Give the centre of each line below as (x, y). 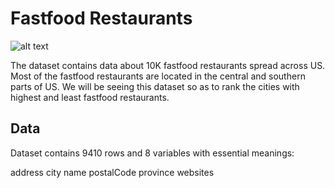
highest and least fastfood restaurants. (90, 97)
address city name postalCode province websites (112, 172)
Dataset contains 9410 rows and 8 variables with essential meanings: (152, 153)
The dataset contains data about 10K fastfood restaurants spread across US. (168, 65)
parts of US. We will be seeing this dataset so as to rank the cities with (155, 86)
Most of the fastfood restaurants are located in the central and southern (158, 76)
